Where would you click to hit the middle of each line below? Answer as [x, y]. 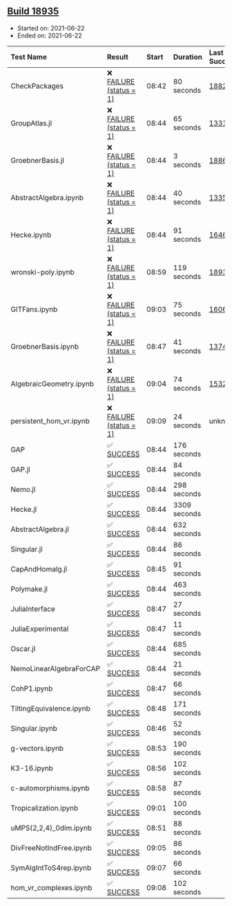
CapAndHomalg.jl [39, 569]
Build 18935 [33, 11]
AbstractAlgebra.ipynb [47, 197]
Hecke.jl [24, 509]
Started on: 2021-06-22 [51, 28]
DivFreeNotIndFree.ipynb [51, 848]
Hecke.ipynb [31, 235]
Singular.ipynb [34, 728]
